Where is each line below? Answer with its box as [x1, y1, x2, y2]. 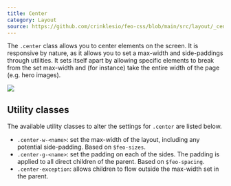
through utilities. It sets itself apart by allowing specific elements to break [7, 56, 214, 65]
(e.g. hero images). [7, 71, 61, 79]
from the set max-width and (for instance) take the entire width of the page [7, 63, 220, 72]
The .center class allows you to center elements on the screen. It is [7, 42, 199, 50]
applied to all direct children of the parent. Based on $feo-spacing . [16, 158, 205, 166]
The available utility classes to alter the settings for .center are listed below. [7, 122, 222, 131]
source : [7, 23, 30, 30]
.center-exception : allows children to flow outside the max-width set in [16, 165, 219, 173]
